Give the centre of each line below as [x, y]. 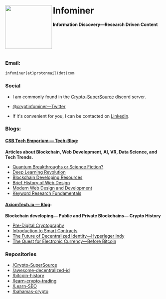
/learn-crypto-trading [34, 281]
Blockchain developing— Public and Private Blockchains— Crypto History [83, 216]
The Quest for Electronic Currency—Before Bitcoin [64, 241]
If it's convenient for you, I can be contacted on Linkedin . [71, 116]
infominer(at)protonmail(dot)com [40, 73]
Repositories [21, 254]
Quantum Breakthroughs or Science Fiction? [58, 166]
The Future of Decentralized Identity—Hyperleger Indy [68, 236]
